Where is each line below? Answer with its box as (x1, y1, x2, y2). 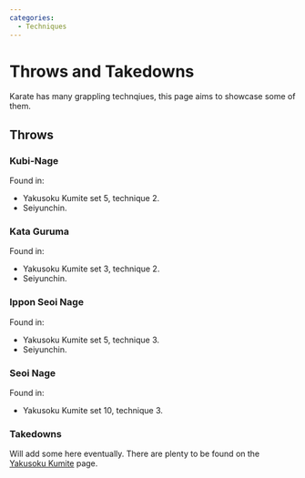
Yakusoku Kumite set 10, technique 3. (22, 405, 164, 416)
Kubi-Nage (9, 154, 59, 167)
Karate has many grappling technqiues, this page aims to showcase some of (9, 91, 296, 102)
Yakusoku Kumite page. (9, 458, 98, 469)
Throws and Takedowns (9, 61, 195, 82)
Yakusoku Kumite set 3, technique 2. (22, 263, 160, 274)
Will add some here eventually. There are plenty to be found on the (9, 448, 260, 460)
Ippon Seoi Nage (9, 296, 85, 309)
